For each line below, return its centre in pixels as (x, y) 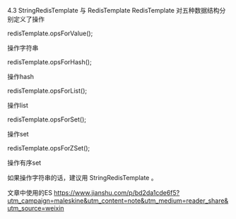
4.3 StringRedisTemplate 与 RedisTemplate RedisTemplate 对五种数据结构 (114, 10)
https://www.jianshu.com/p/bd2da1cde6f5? (117, 193)
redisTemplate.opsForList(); (47, 91)
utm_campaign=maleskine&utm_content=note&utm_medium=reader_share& (118, 201)
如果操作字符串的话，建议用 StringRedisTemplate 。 (82, 178)
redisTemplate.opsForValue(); (50, 33)
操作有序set (24, 162)
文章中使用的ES (30, 193)
